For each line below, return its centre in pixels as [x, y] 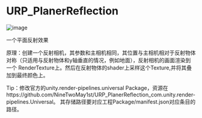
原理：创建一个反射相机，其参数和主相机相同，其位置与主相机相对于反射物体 [101, 53]
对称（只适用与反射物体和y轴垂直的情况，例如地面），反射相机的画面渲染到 [99, 60]
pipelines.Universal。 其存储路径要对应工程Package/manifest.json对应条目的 [101, 102]
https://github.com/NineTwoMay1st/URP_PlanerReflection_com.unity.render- [101, 95]
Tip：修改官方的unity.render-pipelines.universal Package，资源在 [87, 87]
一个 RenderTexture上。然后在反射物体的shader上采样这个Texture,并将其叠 [99, 68]
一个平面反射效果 [27, 40]
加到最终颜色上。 [27, 75]
